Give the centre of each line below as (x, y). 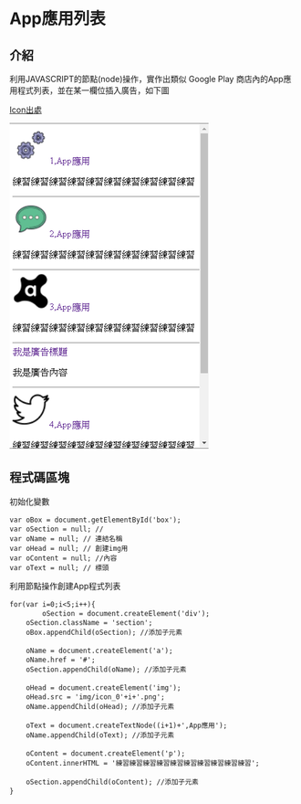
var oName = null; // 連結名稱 (66, 539)
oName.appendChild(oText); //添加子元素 (100, 735)
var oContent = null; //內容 (63, 558)
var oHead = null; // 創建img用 (69, 548)
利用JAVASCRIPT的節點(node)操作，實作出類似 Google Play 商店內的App (147, 79)
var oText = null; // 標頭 (59, 567)
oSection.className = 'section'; (89, 622)
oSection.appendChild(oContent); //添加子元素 (112, 782)
